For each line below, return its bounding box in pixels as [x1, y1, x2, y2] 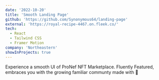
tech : [5, 26, 17, 31]
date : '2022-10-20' [5, 7, 47, 13]
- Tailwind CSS [10, 36, 42, 41]
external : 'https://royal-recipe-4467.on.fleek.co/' [5, 21, 119, 27]
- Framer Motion [10, 41, 44, 46]
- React [10, 31, 26, 36]
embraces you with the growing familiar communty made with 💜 [5, 69, 138, 75]
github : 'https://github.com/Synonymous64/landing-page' [5, 17, 128, 22]
